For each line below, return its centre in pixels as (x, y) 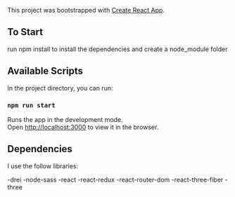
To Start (25, 32)
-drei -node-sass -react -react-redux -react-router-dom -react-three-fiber (115, 179)
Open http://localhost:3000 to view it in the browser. (83, 127)
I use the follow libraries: (43, 166)
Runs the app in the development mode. (65, 119)
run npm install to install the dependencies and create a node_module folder (118, 49)
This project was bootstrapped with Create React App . (86, 10)
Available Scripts (45, 71)
